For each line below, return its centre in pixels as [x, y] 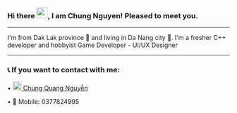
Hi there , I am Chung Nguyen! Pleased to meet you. [103, 15]
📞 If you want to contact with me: [63, 70]
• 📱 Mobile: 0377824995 [43, 101]
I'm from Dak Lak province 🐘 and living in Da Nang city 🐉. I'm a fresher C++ [117, 38]
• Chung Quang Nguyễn [48, 88]
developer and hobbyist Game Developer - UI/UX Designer [93, 45]
